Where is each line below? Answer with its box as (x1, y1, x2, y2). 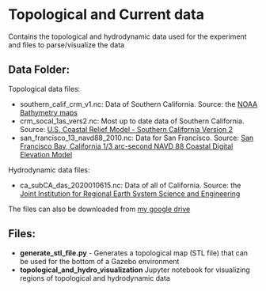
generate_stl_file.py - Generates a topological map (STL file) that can (19, 248, 248, 258)
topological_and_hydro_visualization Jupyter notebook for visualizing (19, 265, 251, 274)
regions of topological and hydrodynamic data (19, 273, 170, 282)
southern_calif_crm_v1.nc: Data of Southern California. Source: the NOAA (19, 99, 258, 108)
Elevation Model (19, 149, 73, 159)
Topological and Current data (8, 6, 204, 24)
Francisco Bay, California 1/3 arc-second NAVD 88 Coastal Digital (19, 141, 234, 151)
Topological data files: (8, 84, 81, 93)
